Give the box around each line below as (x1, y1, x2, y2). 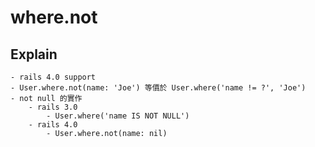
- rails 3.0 (28, 102, 78, 112)
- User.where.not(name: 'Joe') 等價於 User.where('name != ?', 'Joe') (10, 83, 307, 93)
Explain (10, 46, 58, 63)
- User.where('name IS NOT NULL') (46, 111, 190, 121)
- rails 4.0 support (10, 72, 97, 82)
